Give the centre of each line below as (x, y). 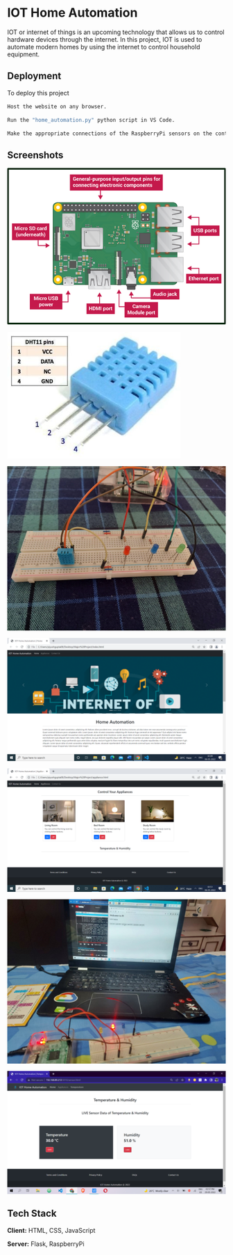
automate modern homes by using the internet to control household (104, 47)
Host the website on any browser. (57, 106)
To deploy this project (38, 93)
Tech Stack (32, 1214)
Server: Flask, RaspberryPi (46, 1244)
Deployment (34, 76)
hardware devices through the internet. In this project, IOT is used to (105, 39)
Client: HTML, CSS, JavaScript (51, 1230)
